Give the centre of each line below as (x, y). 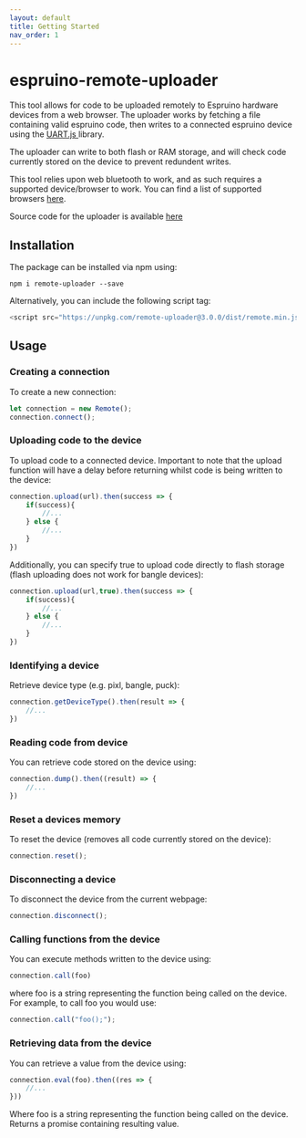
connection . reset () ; (49, 856)
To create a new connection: (63, 392)
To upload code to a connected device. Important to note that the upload (146, 460)
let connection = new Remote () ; (71, 408)
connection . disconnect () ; (58, 916)
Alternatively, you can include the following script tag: (110, 301)
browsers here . (38, 199)
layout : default (40, 18)
